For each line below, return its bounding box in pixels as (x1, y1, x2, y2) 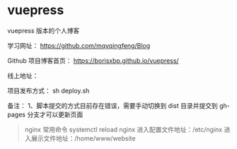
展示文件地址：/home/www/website (30, 133, 136, 143)
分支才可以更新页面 (27, 110, 83, 119)
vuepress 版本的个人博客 (7, 26, 80, 35)
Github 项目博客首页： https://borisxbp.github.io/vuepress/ (7, 56, 179, 65)
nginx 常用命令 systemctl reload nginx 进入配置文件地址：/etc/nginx (24, 125, 223, 133)
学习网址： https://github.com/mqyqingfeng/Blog (7, 41, 151, 49)
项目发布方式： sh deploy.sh (7, 86, 90, 95)
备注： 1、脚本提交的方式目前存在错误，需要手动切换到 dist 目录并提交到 (7, 101, 218, 109)
